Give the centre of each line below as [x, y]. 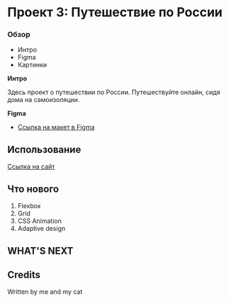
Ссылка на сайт [31, 166]
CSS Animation [40, 221]
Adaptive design [41, 229]
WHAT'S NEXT [40, 251]
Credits [24, 274]
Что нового [33, 189]
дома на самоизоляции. [44, 100]
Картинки [32, 65]
